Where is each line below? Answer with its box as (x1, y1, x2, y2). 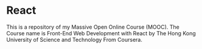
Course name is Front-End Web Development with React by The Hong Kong (6, 29, 196, 36)
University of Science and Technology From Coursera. (6, 36, 143, 43)
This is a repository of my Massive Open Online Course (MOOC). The (6, 23, 179, 30)
